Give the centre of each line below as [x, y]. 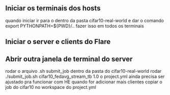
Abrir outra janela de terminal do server [69, 59]
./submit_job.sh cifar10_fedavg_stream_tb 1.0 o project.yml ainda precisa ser [85, 77]
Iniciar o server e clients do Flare [58, 42]
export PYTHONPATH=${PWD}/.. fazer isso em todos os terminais [75, 26]
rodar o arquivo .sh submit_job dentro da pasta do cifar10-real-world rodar [83, 71]
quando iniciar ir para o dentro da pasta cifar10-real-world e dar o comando [84, 20]
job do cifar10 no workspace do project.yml [51, 87]
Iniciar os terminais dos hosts [53, 8]
